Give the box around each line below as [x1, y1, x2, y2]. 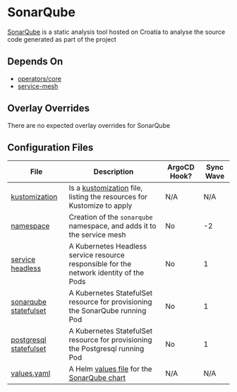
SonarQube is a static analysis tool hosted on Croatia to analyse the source [7, 28, 226, 36]
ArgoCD [166, 162, 195, 172]
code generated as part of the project [7, 35, 116, 43]
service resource [68, 250, 125, 260]
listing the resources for [68, 192, 148, 202]
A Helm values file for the [68, 364, 153, 374]
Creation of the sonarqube [68, 213, 153, 222]
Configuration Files [7, 141, 94, 153]
